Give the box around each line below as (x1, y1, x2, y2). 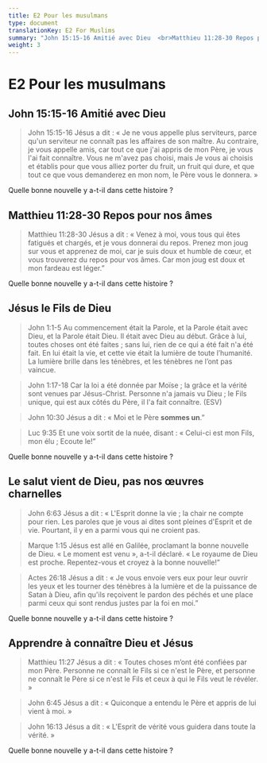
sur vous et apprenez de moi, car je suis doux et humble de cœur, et (27, 246, 252, 256)
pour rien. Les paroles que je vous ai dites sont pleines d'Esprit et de (27, 517, 253, 526)
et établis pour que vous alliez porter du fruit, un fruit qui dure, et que (27, 162, 255, 171)
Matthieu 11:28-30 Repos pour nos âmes (8, 208, 213, 222)
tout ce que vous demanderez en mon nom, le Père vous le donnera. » (27, 170, 258, 179)
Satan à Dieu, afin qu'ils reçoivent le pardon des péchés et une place (27, 589, 253, 599)
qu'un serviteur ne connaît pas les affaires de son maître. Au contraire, (27, 137, 259, 146)
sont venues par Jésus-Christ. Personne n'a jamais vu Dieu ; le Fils (27, 388, 247, 398)
